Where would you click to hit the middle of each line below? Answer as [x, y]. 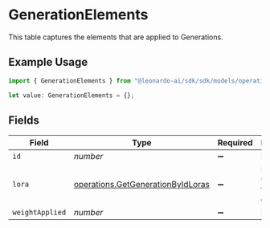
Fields [24, 120]
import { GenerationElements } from [70, 81]
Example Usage [48, 62]
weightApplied [39, 213]
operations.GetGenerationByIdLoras [142, 185]
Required [235, 143]
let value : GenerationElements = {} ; [72, 95]
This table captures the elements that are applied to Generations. [116, 37]
